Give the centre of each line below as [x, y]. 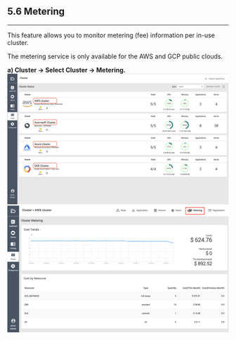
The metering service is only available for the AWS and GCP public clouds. [115, 56]
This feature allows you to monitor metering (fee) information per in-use [111, 35]
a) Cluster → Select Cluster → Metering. [67, 70]
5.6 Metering [36, 12]
